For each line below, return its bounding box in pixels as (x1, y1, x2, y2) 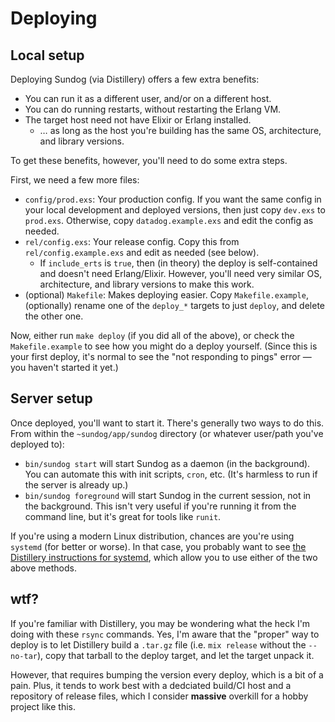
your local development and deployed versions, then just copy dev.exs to (24, 204, 326, 216)
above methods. (10, 562, 77, 574)
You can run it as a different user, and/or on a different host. (24, 93, 272, 104)
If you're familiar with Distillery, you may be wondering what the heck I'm (10, 617, 311, 629)
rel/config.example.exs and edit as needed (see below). (24, 247, 260, 258)
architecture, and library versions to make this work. (39, 278, 255, 290)
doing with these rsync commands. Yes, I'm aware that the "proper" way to (10, 628, 320, 640)
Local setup (10, 47, 85, 64)
